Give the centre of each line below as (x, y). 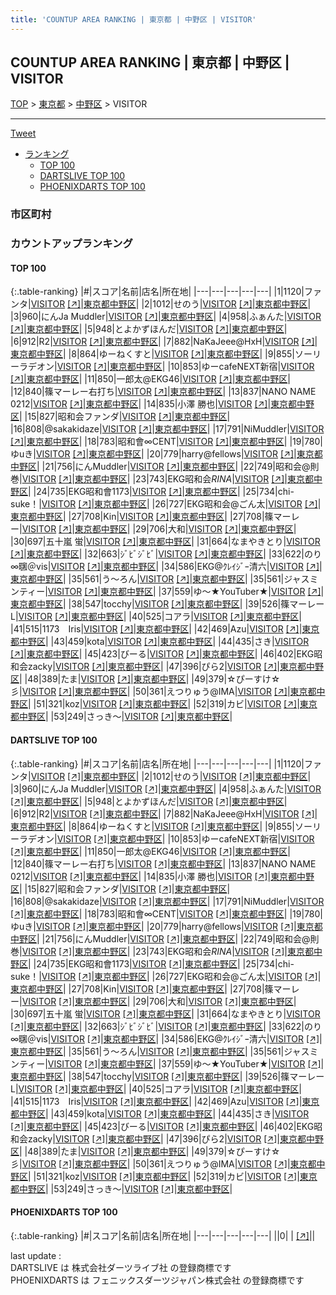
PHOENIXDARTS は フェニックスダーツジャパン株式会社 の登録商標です (157, 1280)
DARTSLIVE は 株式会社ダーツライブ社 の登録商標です (121, 1267)
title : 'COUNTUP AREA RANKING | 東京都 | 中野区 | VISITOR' (133, 19)
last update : (36, 1255)
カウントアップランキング (71, 244)
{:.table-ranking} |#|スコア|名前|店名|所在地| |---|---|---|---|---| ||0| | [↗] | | (163, 1235)
